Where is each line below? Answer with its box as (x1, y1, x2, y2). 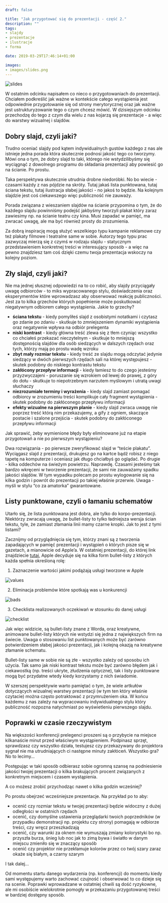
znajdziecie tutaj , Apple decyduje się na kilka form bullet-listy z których (5, 552, 152, 558)
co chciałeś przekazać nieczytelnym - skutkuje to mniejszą (12, 335, 134, 341)
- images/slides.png (5, 67, 49, 72)
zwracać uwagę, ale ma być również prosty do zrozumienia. (5, 218, 129, 224)
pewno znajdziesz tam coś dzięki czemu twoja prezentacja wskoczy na (5, 249, 152, 255)
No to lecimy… (5, 753, 35, 759)
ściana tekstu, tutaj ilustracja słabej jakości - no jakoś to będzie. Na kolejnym (5, 187, 163, 193)
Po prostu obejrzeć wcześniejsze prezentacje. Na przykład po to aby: (5, 793, 148, 799)
